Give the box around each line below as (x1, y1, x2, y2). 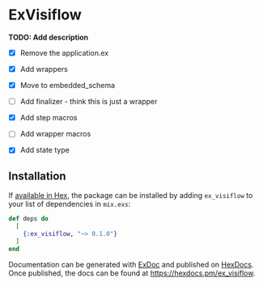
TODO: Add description (8, 32, 89, 42)
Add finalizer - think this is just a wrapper (19, 97, 158, 107)
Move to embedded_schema (19, 81, 116, 90)
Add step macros (19, 113, 78, 123)
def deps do (8, 215, 49, 223)
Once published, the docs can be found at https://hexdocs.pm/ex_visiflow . (8, 268, 256, 278)
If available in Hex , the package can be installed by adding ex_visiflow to (8, 191, 253, 200)
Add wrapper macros (19, 129, 91, 139)
